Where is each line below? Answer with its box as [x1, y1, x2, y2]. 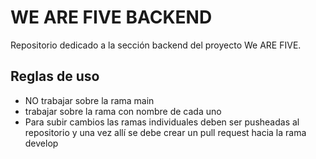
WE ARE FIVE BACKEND [10, 6, 213, 29]
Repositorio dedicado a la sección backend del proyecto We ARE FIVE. [10, 39, 302, 51]
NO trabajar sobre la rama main [24, 94, 155, 106]
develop [24, 137, 59, 149]
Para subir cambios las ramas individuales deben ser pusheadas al [24, 116, 300, 128]
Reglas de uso [10, 68, 100, 85]
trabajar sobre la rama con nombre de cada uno [24, 105, 222, 117]
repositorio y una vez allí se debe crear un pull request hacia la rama [24, 126, 307, 138]
